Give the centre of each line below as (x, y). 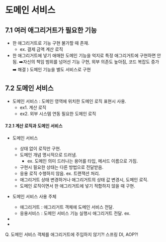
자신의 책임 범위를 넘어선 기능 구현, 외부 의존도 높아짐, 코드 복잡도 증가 (91, 62)
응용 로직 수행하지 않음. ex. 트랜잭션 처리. (60, 174)
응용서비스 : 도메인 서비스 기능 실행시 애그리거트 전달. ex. (75, 213)
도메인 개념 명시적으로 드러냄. (48, 155)
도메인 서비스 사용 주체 (34, 197)
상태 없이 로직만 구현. (40, 149)
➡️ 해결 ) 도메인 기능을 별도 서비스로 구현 (51, 69)
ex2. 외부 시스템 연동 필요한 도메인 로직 (58, 114)
